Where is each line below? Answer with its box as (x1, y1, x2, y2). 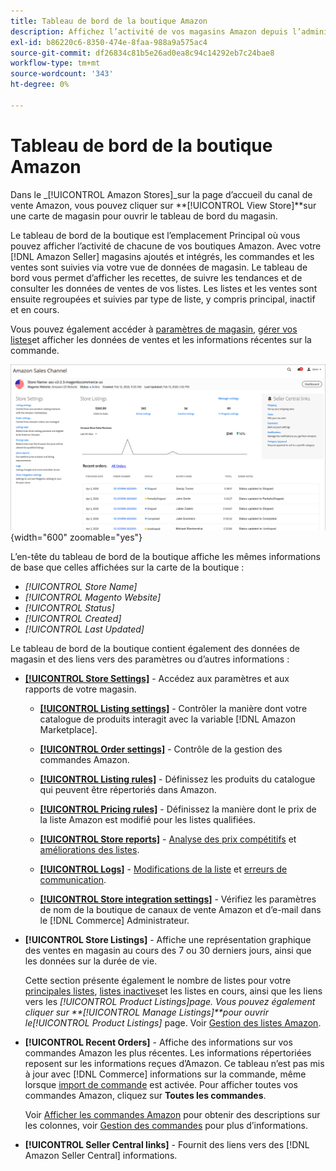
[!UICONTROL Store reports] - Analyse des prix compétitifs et (39, 833, 297, 845)
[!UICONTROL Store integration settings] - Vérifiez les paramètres (39, 893, 317, 905)
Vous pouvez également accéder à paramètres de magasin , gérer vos (10, 323, 298, 335)
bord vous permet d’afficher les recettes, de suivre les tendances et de (10, 271, 303, 284)
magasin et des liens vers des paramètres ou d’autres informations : (10, 653, 290, 665)
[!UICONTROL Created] (24, 612, 122, 624)
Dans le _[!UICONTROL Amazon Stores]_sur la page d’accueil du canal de (10, 188, 313, 200)
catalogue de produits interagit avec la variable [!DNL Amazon (39, 713, 296, 725)
